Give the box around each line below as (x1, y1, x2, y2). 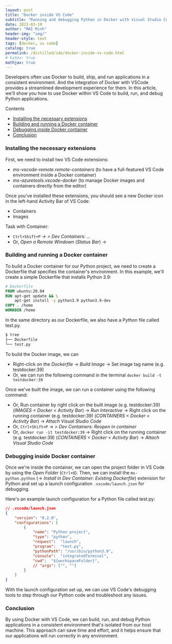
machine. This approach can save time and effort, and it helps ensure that (5, 627, 161, 633)
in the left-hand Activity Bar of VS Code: (5, 198, 90, 204)
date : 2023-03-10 (5, 22, 42, 27)
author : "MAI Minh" (5, 27, 47, 32)
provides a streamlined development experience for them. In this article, (5, 85, 157, 91)
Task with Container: (5, 223, 49, 230)
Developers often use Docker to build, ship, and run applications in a (5, 74, 149, 80)
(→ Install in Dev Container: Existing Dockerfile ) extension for (36, 475, 165, 482)
